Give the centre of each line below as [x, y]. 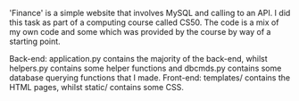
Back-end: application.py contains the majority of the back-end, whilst [138, 59]
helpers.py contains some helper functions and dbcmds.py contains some [145, 68]
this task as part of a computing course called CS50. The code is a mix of [144, 22]
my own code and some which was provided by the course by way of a [140, 32]
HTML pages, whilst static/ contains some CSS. [97, 87]
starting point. [35, 41]
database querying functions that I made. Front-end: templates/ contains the [150, 78]
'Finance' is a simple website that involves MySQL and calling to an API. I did [150, 13]
